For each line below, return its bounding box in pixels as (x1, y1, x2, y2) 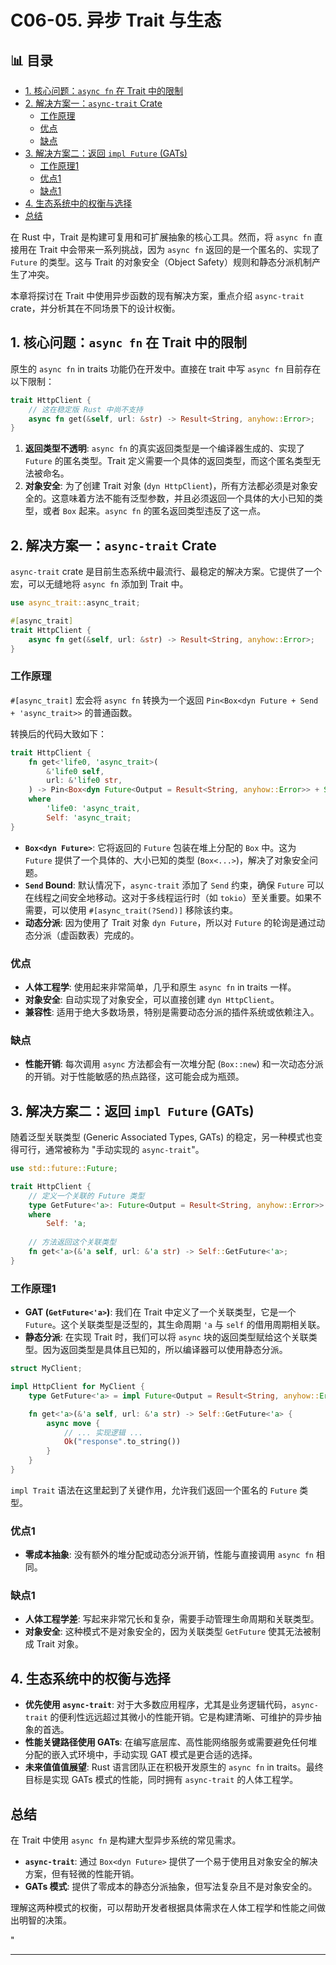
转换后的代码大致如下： (10, 727, 107, 740)
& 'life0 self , (46, 766, 105, 776)
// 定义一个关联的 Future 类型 (28, 1191, 145, 1201)
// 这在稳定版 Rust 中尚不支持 (28, 404, 143, 415)
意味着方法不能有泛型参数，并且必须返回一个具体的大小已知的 (59, 492, 315, 505)
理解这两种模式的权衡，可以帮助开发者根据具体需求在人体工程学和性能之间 (10, 1902, 317, 1914)
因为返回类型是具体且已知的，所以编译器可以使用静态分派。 (42, 1344, 288, 1356)
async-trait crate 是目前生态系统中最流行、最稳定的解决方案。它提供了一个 (10, 566, 323, 578)
